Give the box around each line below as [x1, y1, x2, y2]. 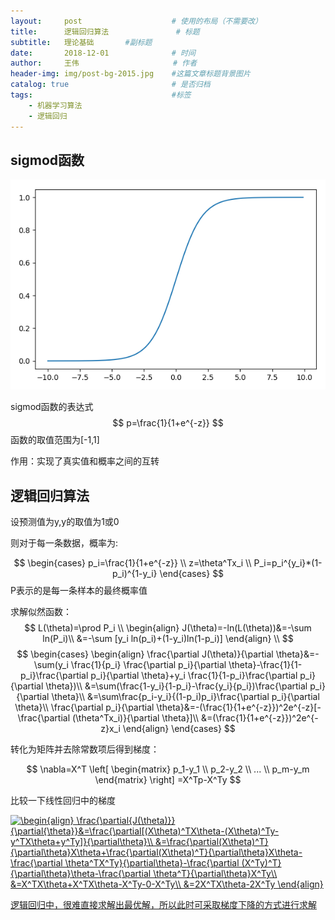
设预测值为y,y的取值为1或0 [10, 516, 120, 528]
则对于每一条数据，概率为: [10, 537, 119, 549]
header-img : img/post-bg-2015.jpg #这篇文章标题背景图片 [10, 69, 251, 79]
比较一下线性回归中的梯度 [10, 795, 116, 807]
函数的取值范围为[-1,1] [10, 434, 100, 446]
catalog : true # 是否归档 [10, 80, 211, 90]
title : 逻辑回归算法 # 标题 [10, 26, 200, 37]
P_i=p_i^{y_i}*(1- [253, 557, 323, 569]
